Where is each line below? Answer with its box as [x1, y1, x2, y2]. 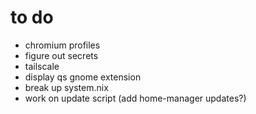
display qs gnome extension [24, 71, 142, 83]
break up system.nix [24, 81, 109, 93]
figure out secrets [24, 49, 99, 61]
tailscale [24, 60, 60, 72]
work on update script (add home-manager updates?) [24, 92, 247, 104]
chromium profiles [24, 39, 101, 51]
